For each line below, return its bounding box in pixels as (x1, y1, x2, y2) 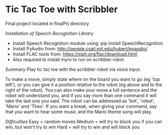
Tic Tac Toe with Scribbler (5, 4, 118, 15)
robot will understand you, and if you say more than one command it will (5, 92, 157, 98)
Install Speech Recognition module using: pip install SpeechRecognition (12, 40, 163, 46)
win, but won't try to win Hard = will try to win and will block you (5, 124, 140, 130)
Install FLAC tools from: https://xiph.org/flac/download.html (12, 51, 137, 57)
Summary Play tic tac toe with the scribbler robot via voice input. (5, 66, 142, 72)
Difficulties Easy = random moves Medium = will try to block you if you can (5, 118, 162, 124)
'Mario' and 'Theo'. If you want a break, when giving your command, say (5, 103, 157, 109)
